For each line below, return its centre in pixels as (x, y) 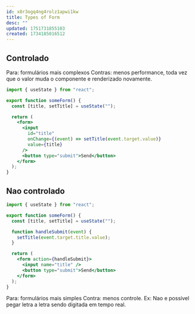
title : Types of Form (33, 17)
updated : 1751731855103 (36, 28)
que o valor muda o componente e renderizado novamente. (79, 79)
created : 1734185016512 (36, 34)
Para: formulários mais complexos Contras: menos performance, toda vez (97, 72)
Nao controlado (35, 191)
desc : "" (17, 23)
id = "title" (41, 134)
